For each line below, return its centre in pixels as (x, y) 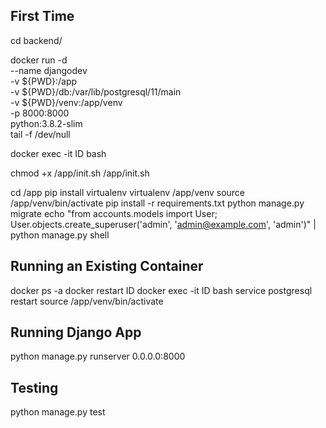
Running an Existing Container (107, 266)
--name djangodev (49, 70)
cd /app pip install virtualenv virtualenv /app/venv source (128, 192)
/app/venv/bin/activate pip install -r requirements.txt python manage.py (157, 203)
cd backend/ (36, 40)
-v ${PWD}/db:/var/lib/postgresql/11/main (96, 91)
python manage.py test (58, 412)
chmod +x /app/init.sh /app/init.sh (80, 173)
